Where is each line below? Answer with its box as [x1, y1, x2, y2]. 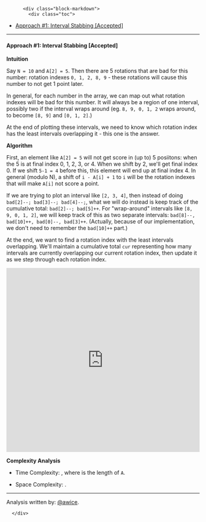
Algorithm [6, 142, 32, 150]
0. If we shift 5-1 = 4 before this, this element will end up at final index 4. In [6, 167, 196, 174]
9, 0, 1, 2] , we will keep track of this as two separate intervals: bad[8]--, [6, 212, 196, 219]
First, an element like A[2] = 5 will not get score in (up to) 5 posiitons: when [6, 154, 197, 161]
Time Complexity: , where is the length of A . [15, 469, 126, 477]
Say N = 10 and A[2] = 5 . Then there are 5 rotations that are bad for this [6, 67, 188, 75]
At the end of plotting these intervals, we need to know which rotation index [6, 123, 197, 131]
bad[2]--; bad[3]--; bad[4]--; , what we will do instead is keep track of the [6, 198, 199, 205]
